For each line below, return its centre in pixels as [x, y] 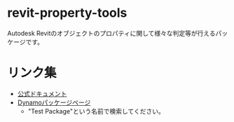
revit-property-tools [67, 13]
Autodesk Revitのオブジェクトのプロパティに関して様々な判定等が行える [111, 33]
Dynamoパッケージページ [54, 102]
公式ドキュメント [42, 93]
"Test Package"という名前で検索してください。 [96, 111]
